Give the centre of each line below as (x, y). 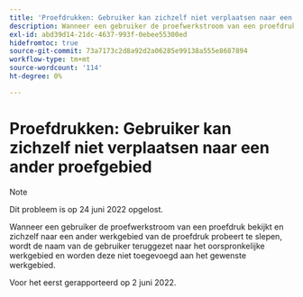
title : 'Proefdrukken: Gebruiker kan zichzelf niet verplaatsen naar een (151, 18)
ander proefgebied (81, 166)
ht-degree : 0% (36, 76)
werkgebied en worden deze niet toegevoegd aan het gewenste (128, 255)
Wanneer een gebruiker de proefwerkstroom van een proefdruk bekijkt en (147, 227)
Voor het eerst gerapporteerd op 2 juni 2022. (93, 282)
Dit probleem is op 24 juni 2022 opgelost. (87, 209)
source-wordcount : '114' (56, 68)
